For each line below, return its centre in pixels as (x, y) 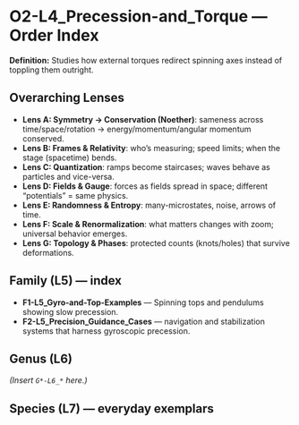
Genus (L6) (41, 358)
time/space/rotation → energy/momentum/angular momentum (137, 129)
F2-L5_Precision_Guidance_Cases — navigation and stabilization (144, 321)
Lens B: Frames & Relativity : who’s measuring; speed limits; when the (151, 148)
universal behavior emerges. (75, 234)
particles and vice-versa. (68, 176)
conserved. (43, 138)
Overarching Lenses (67, 98)
